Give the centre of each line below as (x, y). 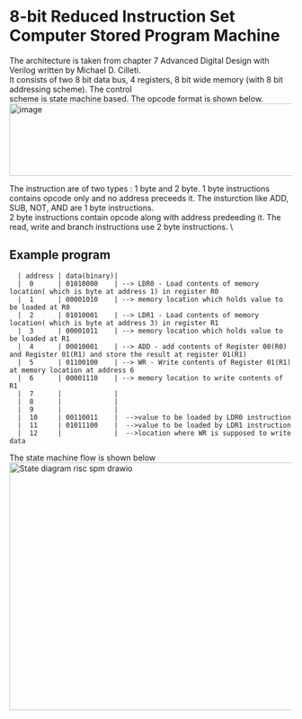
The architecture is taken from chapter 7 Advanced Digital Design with (139, 60)
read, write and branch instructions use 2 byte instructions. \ (121, 226)
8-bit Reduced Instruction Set (122, 17)
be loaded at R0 (40, 307)
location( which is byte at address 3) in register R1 (114, 323)
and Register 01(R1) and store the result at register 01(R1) (128, 354)
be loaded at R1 (40, 339)
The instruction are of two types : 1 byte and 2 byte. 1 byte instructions (140, 188)
